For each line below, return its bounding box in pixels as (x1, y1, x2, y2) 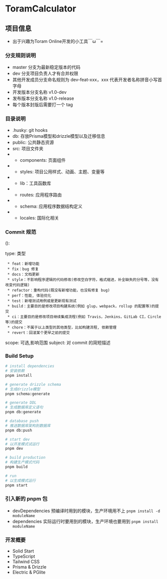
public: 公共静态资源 (12, 139, 54, 145)
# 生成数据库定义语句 (5, 405, 43, 410)
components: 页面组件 (19, 157, 66, 163)
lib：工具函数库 (19, 180, 51, 186)
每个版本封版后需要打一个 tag (12, 102, 73, 108)
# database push (5, 419, 39, 424)
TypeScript (12, 554, 35, 560)
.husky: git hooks (12, 127, 48, 133)
